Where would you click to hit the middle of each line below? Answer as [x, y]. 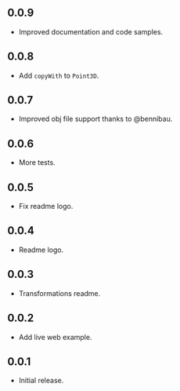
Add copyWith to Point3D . [59, 75]
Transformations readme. [59, 293]
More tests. [37, 163]
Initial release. [41, 381]
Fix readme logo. [46, 206]
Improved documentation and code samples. [91, 31]
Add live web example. [55, 337]
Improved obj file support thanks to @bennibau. [95, 119]
